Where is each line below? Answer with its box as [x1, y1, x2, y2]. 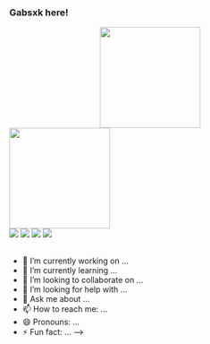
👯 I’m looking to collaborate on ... [21, 274, 144, 285]
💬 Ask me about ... [21, 293, 90, 304]
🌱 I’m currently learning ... [21, 264, 118, 275]
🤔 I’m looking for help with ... [21, 284, 128, 295]
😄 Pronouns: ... [21, 316, 80, 327]
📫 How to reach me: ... [21, 303, 108, 314]
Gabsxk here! [9, 6, 69, 19]
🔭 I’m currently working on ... [21, 255, 129, 266]
